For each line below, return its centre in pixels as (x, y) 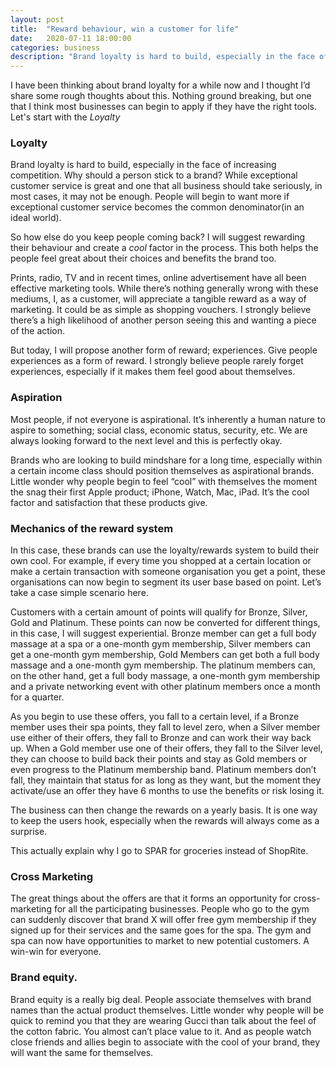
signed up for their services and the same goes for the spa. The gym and (161, 930)
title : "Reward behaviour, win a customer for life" (125, 29)
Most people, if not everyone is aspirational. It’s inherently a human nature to (168, 419)
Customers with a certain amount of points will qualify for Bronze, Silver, (159, 612)
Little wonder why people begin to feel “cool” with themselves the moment (164, 481)
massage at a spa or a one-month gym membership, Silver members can (160, 644)
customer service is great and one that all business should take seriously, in (166, 186)
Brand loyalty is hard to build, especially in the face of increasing (143, 165)
